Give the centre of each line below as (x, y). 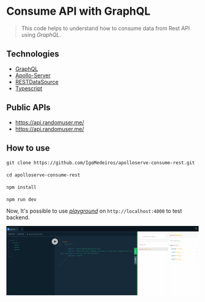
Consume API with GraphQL (78, 11)
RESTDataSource (37, 81)
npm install (21, 187)
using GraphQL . (41, 34)
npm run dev (21, 200)
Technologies (33, 54)
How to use (28, 148)
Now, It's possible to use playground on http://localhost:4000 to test (94, 211)
